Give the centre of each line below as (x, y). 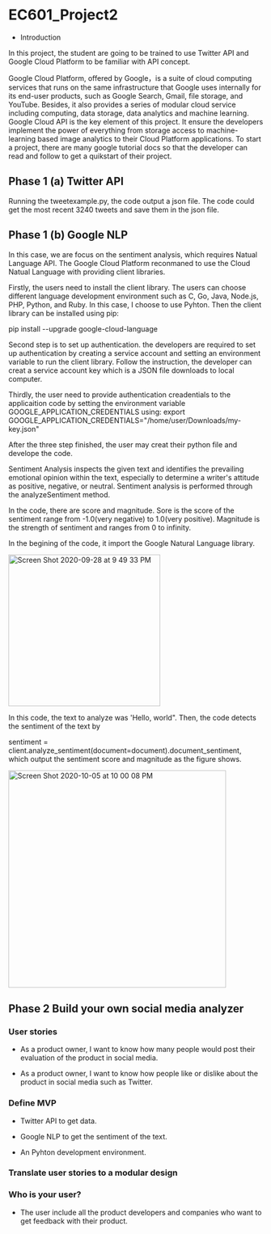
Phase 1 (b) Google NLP (68, 235)
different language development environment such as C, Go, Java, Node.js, (133, 296)
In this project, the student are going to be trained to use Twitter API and (129, 53)
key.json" (24, 429)
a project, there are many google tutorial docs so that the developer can (128, 147)
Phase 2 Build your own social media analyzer (126, 1008)
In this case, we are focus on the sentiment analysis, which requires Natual (133, 254)
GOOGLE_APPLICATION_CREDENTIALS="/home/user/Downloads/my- (125, 420)
